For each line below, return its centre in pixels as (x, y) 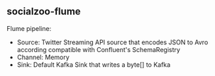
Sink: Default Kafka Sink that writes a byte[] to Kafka (94, 64)
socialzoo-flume (44, 12)
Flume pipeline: (29, 28)
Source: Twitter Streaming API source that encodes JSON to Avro (112, 42)
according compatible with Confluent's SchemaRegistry (98, 49)
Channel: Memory (43, 57)
